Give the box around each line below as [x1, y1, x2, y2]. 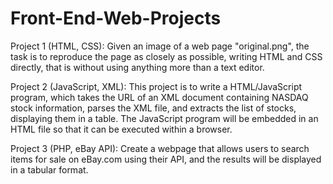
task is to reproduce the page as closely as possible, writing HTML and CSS [10, 50, 323, 62]
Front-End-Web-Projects [10, 7, 222, 30]
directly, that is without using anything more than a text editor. [10, 61, 265, 73]
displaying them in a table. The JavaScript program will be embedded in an [10, 112, 319, 124]
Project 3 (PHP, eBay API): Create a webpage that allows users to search [10, 142, 310, 154]
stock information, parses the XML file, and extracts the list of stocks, [10, 102, 297, 114]
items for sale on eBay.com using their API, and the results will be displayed [10, 153, 322, 165]
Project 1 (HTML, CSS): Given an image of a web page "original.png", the [10, 40, 310, 52]
